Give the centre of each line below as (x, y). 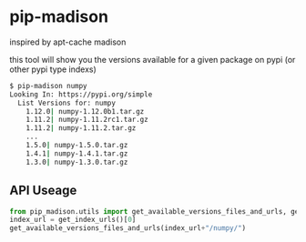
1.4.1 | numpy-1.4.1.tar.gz (77, 153)
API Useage (43, 191)
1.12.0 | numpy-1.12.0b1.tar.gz (85, 111)
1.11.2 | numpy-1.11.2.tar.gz (81, 128)
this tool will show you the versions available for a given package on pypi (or (153, 59)
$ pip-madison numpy (49, 86)
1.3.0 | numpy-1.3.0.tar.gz (77, 162)
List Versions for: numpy (67, 103)
